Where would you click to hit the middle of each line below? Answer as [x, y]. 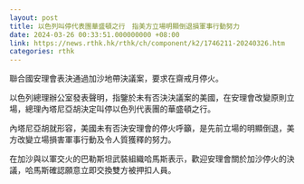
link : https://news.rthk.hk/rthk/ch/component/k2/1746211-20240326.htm [147, 43]
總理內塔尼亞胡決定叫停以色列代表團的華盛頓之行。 [120, 109]
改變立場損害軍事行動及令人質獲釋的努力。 [96, 140]
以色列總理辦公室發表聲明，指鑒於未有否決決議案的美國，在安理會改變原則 [148, 98]
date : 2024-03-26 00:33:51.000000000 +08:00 [95, 34]
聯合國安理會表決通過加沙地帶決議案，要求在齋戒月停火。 [116, 79]
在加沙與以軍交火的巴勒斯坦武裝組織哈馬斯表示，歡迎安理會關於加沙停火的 [148, 159]
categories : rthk [42, 52]
